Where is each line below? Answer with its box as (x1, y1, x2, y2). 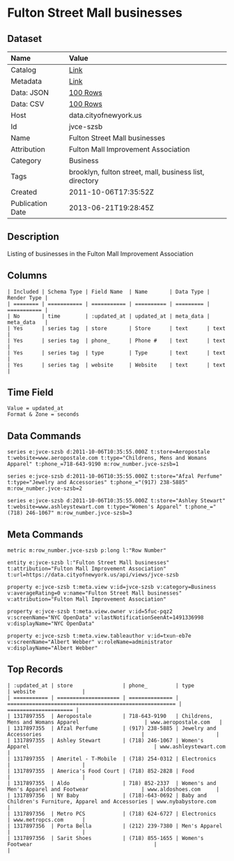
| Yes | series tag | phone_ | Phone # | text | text (7, 337, 226, 344)
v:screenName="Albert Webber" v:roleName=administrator (7, 638, 173, 646)
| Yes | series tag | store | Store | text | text (7, 324, 226, 332)
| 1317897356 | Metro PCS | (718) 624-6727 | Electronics (7, 810, 217, 817)
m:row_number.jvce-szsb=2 (7, 485, 82, 493)
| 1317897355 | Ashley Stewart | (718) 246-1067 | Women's (7, 737, 204, 744)
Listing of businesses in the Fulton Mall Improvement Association (7, 249, 194, 257)
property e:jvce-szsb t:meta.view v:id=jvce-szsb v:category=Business (7, 584, 217, 591)
